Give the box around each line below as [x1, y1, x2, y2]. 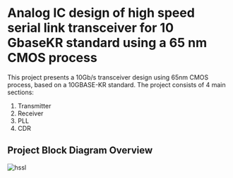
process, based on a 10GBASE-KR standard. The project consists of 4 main [7, 80, 226, 89]
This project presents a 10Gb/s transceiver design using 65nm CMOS [7, 72, 209, 82]
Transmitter [17, 101, 52, 110]
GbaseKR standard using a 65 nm [7, 35, 207, 51]
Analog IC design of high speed [7, 5, 196, 21]
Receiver [17, 109, 44, 117]
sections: [7, 88, 34, 96]
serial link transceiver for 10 [7, 20, 174, 36]
